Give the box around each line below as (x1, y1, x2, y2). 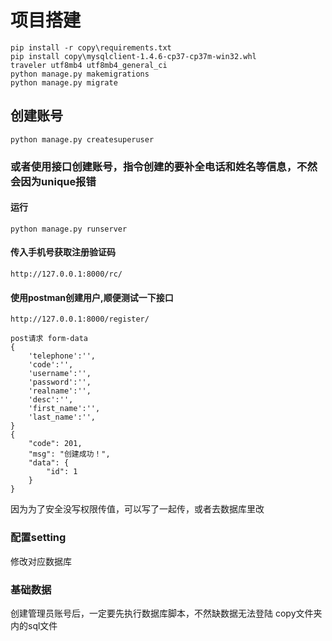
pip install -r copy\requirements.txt (10, 42, 172, 53)
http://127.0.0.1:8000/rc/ (10, 269, 123, 280)
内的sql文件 (10, 619, 58, 631)
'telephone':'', (28, 351, 97, 361)
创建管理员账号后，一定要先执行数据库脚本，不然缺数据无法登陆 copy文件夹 (10, 607, 323, 619)
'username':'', (28, 369, 92, 379)
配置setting (10, 531, 67, 545)
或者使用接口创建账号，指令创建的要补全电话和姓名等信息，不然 (10, 159, 318, 173)
